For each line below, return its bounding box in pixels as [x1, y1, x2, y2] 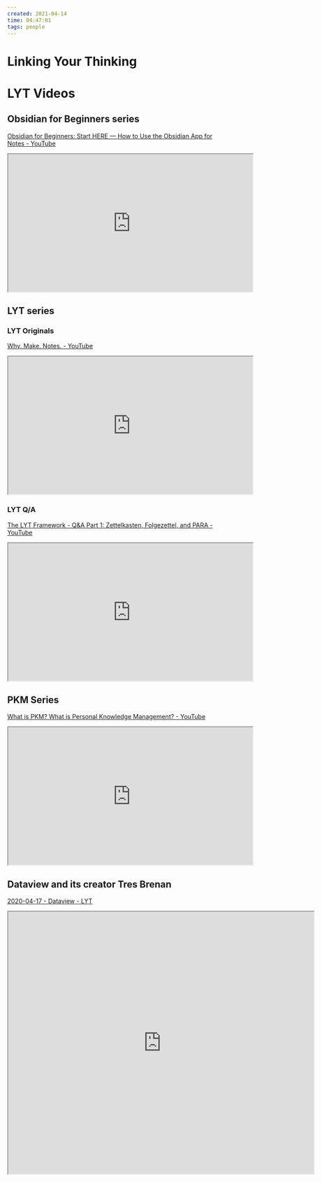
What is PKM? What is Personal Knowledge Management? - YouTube [7, 713, 206, 721]
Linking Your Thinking [7, 53, 138, 69]
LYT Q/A [7, 505, 36, 515]
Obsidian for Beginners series [7, 113, 140, 125]
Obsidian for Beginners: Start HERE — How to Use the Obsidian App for [7, 131, 213, 140]
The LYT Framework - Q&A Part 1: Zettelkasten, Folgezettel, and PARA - [7, 520, 213, 529]
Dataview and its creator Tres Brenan [7, 878, 172, 890]
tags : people [7, 23, 45, 30]
